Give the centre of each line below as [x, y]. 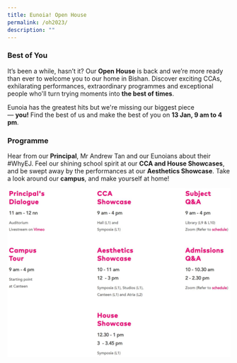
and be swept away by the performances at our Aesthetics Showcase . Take [118, 171]
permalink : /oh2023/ [38, 22]
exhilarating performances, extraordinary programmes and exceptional [110, 86]
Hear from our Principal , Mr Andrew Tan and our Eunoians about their [109, 156]
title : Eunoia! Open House [47, 15]
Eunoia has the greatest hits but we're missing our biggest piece [101, 107]
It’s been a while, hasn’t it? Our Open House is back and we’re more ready [115, 71]
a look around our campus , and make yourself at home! [88, 178]
